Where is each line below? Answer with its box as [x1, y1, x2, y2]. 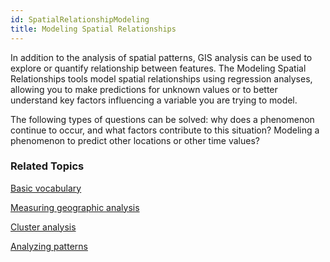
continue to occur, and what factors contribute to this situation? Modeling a [10, 124, 320, 136]
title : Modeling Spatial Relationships [10, 24, 177, 34]
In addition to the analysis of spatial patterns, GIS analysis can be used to [10, 51, 313, 63]
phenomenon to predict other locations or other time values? [10, 134, 260, 146]
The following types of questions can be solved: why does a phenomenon [10, 113, 315, 125]
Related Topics [10, 159, 85, 173]
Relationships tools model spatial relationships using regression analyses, [10, 72, 313, 85]
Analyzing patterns [10, 240, 88, 252]
